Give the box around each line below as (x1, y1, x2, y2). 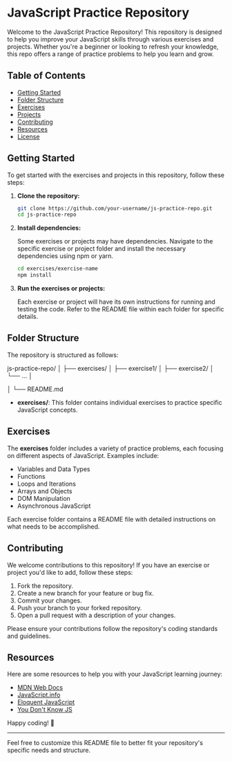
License (17, 132, 40, 140)
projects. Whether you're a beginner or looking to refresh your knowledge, (7, 42, 219, 51)
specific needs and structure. (7, 746, 91, 755)
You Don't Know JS (17, 706, 72, 714)
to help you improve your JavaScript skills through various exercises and (7, 35, 214, 43)
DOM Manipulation (17, 494, 71, 502)
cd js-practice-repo (17, 211, 77, 219)
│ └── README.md (7, 385, 64, 393)
